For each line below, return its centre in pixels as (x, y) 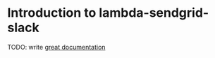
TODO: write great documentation (56, 47)
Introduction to (52, 13)
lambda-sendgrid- (154, 13)
